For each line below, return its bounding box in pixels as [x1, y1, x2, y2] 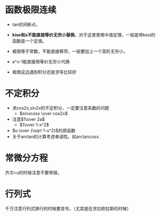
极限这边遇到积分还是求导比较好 [12, 69, 77, 75]
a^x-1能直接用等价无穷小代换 [12, 59, 70, 64]
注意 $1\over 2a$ [12, 116, 45, 122]
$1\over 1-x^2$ [19, 121, 49, 127]
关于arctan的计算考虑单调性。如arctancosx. [12, 134, 100, 139]
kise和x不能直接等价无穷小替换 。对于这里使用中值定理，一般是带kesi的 [12, 32, 156, 38]
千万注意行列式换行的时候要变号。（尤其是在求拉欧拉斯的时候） [5, 205, 131, 211]
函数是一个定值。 [12, 38, 47, 44]
